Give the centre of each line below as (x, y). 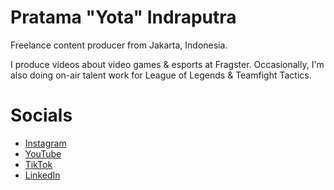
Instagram (45, 143)
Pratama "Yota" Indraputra (123, 17)
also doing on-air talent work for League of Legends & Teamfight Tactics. (161, 75)
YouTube (43, 153)
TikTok (38, 164)
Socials (41, 115)
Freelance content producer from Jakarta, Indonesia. (119, 45)
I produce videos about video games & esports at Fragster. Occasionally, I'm (167, 64)
